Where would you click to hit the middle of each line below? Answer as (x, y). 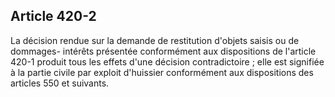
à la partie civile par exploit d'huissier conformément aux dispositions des (162, 72)
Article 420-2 (53, 16)
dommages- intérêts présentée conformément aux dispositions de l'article (163, 51)
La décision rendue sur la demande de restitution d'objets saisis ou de (155, 40)
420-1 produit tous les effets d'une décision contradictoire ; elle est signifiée (167, 61)
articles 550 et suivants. (60, 83)
